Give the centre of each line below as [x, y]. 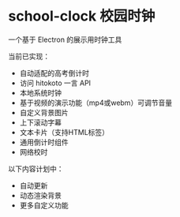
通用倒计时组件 [44, 142]
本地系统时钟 [40, 92]
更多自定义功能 [44, 205]
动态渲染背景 [40, 195]
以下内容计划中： [36, 168]
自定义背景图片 [44, 112]
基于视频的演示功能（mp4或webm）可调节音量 [96, 103]
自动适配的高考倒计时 [54, 73]
